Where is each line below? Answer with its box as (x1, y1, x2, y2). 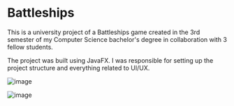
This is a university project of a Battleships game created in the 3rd (7, 28, 200, 36)
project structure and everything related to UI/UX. (7, 63, 150, 72)
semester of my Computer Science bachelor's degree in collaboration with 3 (7, 35, 227, 43)
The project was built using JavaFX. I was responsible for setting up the (7, 56, 214, 64)
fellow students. (7, 43, 54, 51)
